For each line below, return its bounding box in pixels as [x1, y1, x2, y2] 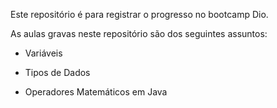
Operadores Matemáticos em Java [24, 86, 168, 98]
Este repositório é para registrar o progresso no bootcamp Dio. [10, 9, 269, 20]
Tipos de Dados [24, 67, 91, 78]
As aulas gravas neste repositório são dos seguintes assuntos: [10, 28, 268, 39]
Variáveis [24, 47, 63, 59]
